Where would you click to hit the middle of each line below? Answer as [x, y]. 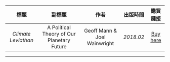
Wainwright [100, 43]
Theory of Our [59, 34]
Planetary [59, 40]
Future [59, 46]
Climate [22, 34]
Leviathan [22, 40]
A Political [59, 27]
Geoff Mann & [101, 31]
